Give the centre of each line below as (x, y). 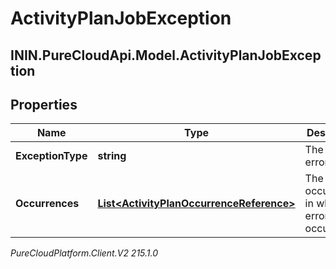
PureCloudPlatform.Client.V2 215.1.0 (84, 253)
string (112, 156)
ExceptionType (51, 156)
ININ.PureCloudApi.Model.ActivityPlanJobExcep (166, 55)
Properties (44, 104)
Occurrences (47, 204)
